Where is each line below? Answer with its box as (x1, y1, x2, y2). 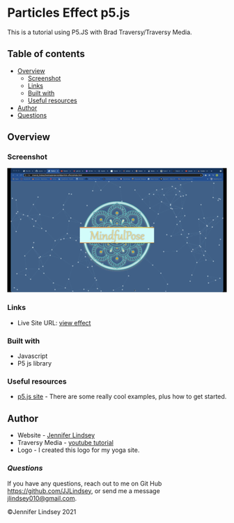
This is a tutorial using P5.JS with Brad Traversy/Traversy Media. (7, 28, 193, 36)
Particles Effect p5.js (7, 5, 130, 21)
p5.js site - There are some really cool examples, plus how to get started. (17, 392, 227, 401)
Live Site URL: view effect (17, 318, 91, 327)
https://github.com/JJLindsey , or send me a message (7, 486, 160, 495)
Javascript (17, 352, 48, 360)
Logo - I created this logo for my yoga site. (17, 446, 140, 454)
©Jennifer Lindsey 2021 (7, 507, 77, 516)
